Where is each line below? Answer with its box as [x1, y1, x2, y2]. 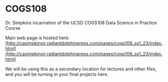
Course [5, 25, 21, 31]
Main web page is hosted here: [5, 35, 70, 41]
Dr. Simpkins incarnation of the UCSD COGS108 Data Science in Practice [5, 20, 157, 26]
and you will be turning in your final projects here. [5, 71, 109, 77]
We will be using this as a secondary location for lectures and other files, [5, 66, 157, 72]
